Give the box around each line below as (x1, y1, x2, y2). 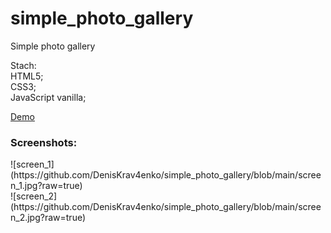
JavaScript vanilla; (10, 91, 87, 103)
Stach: (10, 59, 37, 71)
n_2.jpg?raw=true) (10, 212, 87, 224)
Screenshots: (10, 135, 78, 149)
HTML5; (10, 70, 44, 82)
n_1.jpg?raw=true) (10, 180, 83, 192)
